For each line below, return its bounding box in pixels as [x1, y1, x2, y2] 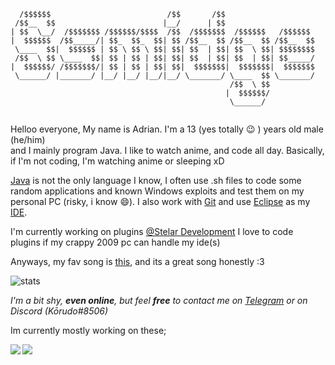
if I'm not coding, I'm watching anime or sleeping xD [10, 155, 225, 167]
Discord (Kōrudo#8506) [10, 305, 109, 317]
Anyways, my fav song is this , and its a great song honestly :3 [10, 256, 265, 267]
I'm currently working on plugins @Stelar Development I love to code [10, 226, 294, 237]
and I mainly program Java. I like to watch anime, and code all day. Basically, [10, 145, 325, 156]
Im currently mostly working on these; [10, 325, 167, 336]
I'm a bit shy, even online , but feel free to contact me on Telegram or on [10, 295, 308, 306]
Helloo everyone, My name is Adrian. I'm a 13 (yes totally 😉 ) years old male [10, 123, 324, 135]
